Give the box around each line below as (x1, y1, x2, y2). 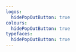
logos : (5, 8, 22, 15)
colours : (5, 20, 28, 26)
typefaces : (5, 31, 33, 37)
